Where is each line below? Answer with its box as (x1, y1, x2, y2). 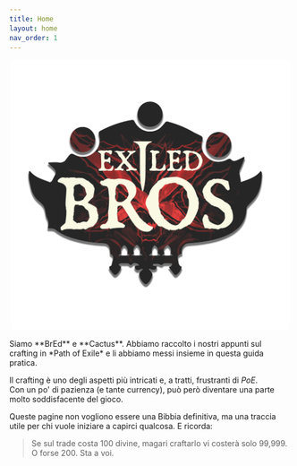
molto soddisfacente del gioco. (9, 394, 123, 405)
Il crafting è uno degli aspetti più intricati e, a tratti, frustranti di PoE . (9, 375, 259, 385)
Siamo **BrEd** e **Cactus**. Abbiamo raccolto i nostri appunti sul (9, 339, 262, 349)
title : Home (9, 14, 54, 23)
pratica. (9, 358, 38, 368)
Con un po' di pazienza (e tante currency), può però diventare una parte (9, 384, 275, 395)
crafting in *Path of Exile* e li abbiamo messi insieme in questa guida (9, 348, 264, 358)
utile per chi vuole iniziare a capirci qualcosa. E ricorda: (9, 421, 213, 432)
